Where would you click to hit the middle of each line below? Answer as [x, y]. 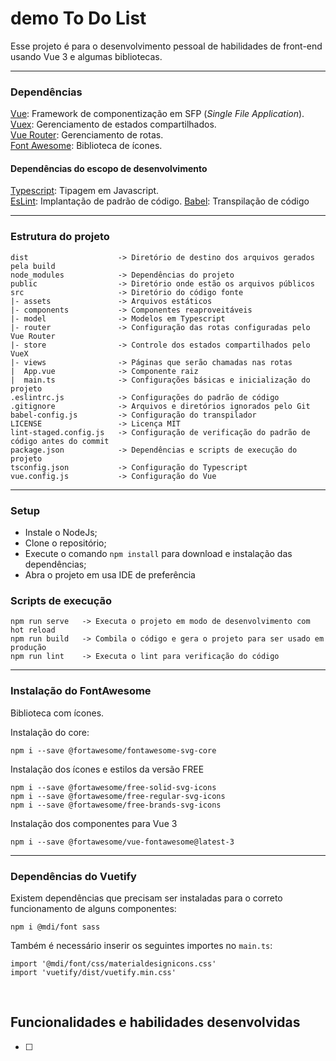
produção [28, 648]
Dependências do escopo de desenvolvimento [109, 168]
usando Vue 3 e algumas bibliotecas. [86, 56]
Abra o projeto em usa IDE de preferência [110, 575]
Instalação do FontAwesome [81, 691]
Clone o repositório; [65, 543]
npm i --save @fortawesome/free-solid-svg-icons [113, 787]
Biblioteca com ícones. [57, 713]
